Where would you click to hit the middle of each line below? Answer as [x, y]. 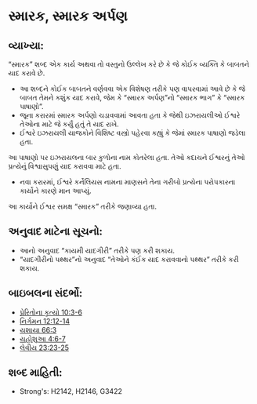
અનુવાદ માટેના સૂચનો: [56, 232]
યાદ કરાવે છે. [27, 73]
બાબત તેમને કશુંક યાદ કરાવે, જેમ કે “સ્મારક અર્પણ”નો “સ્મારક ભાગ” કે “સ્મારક [132, 98]
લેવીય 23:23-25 [44, 348]
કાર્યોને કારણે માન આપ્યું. [55, 191]
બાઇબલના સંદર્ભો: [45, 293]
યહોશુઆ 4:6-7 [43, 338]
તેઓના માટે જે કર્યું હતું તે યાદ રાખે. [69, 124]
